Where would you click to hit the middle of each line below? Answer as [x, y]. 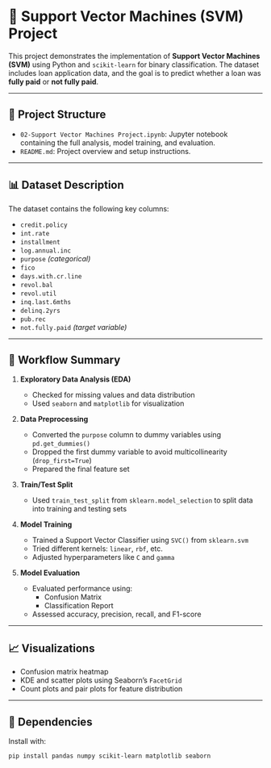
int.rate [35, 233]
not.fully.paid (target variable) [73, 327]
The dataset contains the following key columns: [89, 208]
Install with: [27, 741]
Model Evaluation [50, 573]
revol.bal [37, 285]
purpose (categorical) [55, 258]
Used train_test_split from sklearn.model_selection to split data [142, 500]
